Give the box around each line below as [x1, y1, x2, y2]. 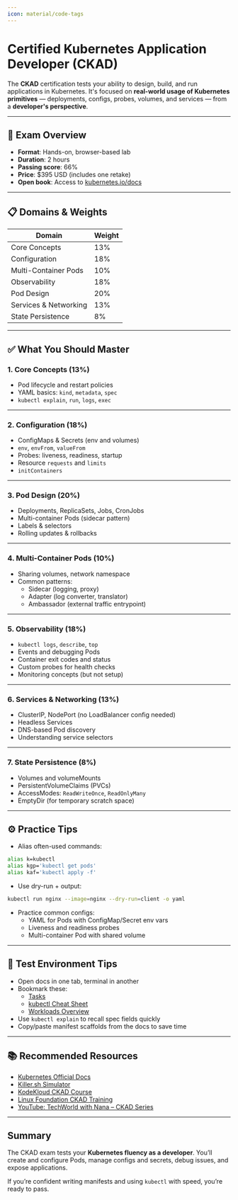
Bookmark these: [17, 984, 68, 992]
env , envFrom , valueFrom [17, 443, 86, 452]
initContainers [17, 468, 63, 475]
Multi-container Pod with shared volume [28, 931, 146, 939]
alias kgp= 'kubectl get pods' [7, 862, 97, 870]
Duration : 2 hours [17, 155, 70, 164]
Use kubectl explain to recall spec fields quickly [17, 1014, 161, 1023]
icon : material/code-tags [7, 10, 84, 18]
